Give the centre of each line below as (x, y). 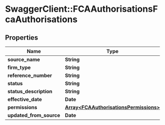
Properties (22, 37)
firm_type (19, 67)
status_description (30, 91)
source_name (24, 60)
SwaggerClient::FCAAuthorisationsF (82, 9)
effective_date (25, 99)
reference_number (30, 75)
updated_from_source (34, 115)
